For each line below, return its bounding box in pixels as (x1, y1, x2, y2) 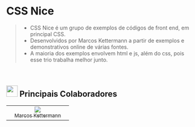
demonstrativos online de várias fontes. (30, 43, 129, 51)
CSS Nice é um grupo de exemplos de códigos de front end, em (30, 24, 190, 31)
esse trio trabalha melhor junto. (30, 56, 108, 63)
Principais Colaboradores (19, 89, 118, 99)
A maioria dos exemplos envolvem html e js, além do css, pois (30, 49, 185, 57)
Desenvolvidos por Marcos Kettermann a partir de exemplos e (30, 37, 185, 44)
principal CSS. (30, 30, 66, 37)
